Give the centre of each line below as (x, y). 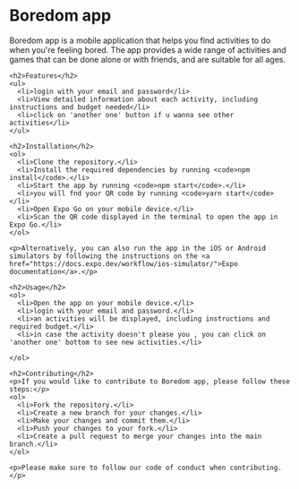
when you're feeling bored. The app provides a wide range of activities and (148, 49)
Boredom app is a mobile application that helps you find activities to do (140, 40)
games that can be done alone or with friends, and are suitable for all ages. (148, 59)
